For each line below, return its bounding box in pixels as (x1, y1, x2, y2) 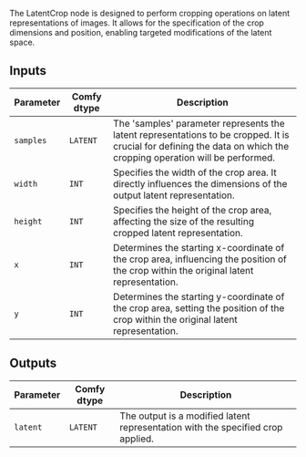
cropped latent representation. (113, 226, 243, 239)
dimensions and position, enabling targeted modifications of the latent (9, 27, 272, 37)
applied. (119, 432, 155, 445)
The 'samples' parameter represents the (113, 117, 285, 130)
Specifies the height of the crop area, (113, 203, 272, 216)
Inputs (9, 63, 47, 78)
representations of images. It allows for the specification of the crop (9, 17, 264, 28)
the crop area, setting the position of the (113, 301, 285, 314)
